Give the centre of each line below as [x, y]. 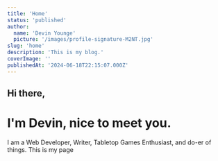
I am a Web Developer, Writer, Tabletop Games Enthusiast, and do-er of [109, 142]
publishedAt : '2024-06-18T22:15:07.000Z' [68, 65]
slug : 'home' [26, 46]
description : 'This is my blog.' [56, 53]
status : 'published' [37, 20]
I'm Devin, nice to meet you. [89, 123]
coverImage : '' [29, 59]
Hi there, [26, 93]
